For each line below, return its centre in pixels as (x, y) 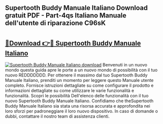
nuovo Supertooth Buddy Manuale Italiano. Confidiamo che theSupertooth (79, 101)
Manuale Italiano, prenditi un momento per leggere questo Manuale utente (80, 80)
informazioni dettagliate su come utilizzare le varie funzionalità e (70, 91)
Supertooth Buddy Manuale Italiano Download (76, 8)
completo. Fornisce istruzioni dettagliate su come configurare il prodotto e (79, 85)
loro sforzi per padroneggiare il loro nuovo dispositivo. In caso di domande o (81, 111)
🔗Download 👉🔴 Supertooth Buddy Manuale (73, 43)
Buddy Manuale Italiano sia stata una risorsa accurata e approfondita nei (78, 106)
